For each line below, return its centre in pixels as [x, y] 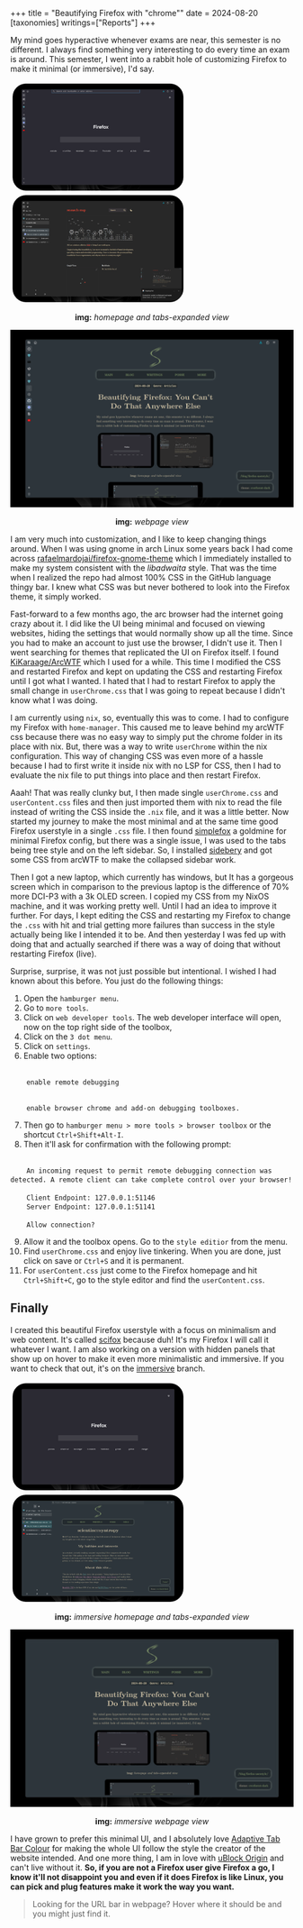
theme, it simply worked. [56, 597]
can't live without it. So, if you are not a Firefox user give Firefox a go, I [143, 1867]
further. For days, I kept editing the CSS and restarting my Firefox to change [151, 915]
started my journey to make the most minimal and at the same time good [144, 821]
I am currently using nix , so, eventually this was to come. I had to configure [150, 717]
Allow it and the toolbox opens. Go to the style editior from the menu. [156, 1242]
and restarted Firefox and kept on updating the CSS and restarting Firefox [146, 672]
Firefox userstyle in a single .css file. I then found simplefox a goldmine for [148, 831]
